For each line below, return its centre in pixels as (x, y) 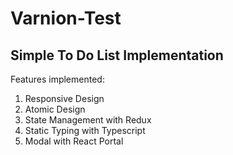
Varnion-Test (66, 18)
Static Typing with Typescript (85, 130)
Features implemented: (57, 79)
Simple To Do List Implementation (117, 55)
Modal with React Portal (74, 141)
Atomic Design (55, 109)
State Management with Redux (88, 120)
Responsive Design (64, 98)
